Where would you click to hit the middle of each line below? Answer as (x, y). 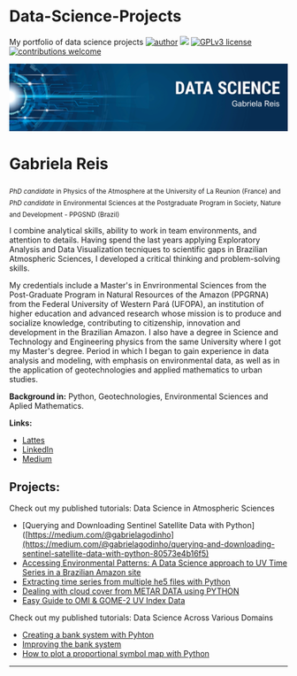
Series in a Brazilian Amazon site (81, 572)
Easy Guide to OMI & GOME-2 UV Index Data (103, 601)
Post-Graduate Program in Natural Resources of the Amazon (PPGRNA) (139, 295)
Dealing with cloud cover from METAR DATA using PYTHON (131, 591)
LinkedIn (38, 449)
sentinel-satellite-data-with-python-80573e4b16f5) (115, 554)
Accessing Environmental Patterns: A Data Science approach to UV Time (154, 563)
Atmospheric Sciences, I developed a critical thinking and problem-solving (145, 259)
